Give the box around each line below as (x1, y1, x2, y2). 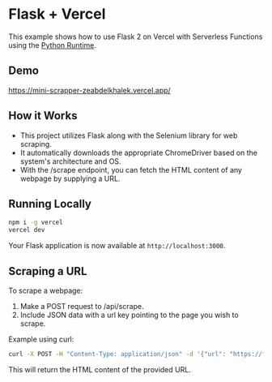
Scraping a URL (8, 264, 87, 278)
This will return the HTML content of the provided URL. (8, 364, 192, 374)
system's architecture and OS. (19, 156, 121, 166)
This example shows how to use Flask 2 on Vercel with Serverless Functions (8, 32, 263, 41)
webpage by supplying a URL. (19, 174, 121, 183)
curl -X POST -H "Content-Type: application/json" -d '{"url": (8, 350, 227, 358)
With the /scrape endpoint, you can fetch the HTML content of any (19, 165, 243, 174)
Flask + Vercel (8, 5, 106, 24)
